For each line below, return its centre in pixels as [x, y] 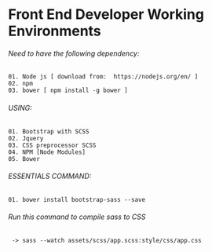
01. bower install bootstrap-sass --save [77, 199]
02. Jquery [26, 138]
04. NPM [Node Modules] [47, 152]
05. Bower [24, 159]
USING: [20, 108]
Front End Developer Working [106, 15]
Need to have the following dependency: [74, 53]
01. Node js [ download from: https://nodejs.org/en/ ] [103, 77]
